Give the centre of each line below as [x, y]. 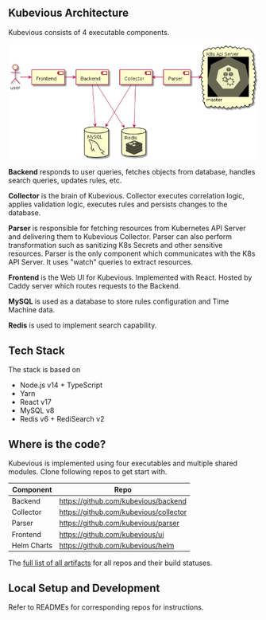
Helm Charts [32, 545]
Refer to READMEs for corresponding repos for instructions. [106, 607]
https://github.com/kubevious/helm [117, 545]
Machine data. [32, 310]
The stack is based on [44, 370]
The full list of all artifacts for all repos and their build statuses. [110, 563]
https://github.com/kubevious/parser [120, 523]
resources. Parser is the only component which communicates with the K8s [132, 253]
